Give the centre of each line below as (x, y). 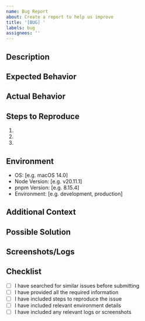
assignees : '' (23, 33)
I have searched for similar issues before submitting (77, 285)
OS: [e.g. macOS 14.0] (41, 175)
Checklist (24, 272)
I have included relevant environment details (68, 306)
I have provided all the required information (66, 292)
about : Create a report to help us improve (60, 17)
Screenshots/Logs (40, 252)
